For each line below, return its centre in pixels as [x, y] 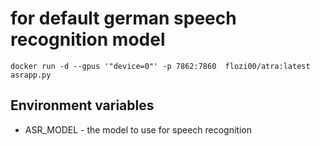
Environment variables [82, 105]
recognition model [88, 39]
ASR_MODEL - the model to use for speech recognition [138, 129]
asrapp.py [31, 75]
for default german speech [123, 18]
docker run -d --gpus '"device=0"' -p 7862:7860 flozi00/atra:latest [160, 66]
